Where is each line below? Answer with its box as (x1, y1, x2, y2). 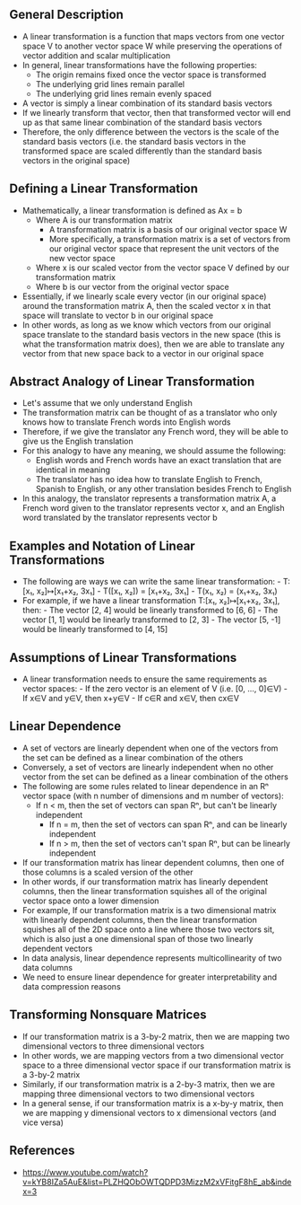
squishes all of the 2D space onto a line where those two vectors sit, (21, 924, 275, 935)
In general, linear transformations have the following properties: (21, 59, 258, 70)
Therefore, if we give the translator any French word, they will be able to (21, 427, 288, 437)
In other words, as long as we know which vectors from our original (21, 319, 271, 330)
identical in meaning (35, 464, 110, 475)
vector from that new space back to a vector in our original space (21, 347, 264, 358)
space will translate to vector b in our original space (21, 310, 213, 321)
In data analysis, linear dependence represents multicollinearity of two (21, 952, 282, 963)
